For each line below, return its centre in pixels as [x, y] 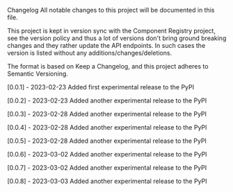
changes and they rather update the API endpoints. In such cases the [106, 45]
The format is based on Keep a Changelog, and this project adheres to [108, 66]
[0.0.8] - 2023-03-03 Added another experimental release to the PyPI [107, 181]
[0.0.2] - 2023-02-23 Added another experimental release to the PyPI [107, 101]
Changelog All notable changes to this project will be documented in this [111, 10]
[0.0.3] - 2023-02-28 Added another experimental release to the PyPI [107, 114]
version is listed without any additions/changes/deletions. [90, 53]
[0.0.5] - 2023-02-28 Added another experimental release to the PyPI [107, 141]
